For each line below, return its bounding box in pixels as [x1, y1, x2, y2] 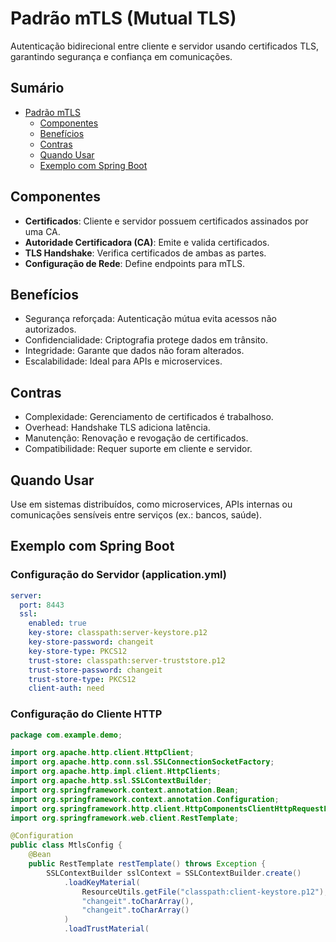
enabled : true [28, 618, 87, 629]
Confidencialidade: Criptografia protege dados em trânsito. [24, 334, 268, 346]
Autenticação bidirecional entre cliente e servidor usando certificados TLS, [10, 40, 320, 52]
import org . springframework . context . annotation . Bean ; [10, 785, 240, 795]
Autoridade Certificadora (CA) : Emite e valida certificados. [24, 236, 270, 248]
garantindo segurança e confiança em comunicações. [10, 50, 233, 62]
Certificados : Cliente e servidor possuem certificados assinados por [24, 215, 309, 227]
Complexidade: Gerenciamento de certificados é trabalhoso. [24, 411, 274, 423]
